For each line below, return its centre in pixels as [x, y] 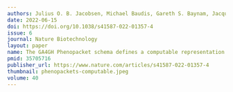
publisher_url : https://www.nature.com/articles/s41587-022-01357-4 [108, 65]
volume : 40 [23, 78]
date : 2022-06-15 [32, 20]
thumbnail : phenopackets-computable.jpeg [68, 71]
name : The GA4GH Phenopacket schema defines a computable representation [116, 53]
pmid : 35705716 [29, 59]
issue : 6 [20, 33]
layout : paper [28, 46]
